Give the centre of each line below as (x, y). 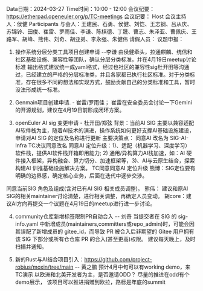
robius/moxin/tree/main (44, 267)
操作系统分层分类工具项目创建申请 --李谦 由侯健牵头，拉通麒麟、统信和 (104, 52)
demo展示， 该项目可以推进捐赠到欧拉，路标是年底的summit (90, 282)
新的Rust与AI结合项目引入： (50, 259)
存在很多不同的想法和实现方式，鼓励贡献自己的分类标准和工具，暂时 (110, 82)
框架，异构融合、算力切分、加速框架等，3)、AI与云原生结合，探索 (113, 161)
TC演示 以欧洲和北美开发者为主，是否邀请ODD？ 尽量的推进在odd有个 (102, 274)
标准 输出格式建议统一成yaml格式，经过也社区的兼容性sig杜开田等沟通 (102, 67)
